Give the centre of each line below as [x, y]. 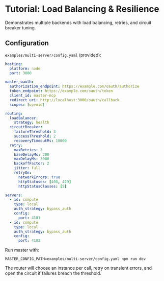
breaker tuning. [20, 27]
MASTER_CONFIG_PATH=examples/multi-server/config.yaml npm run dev [76, 259]
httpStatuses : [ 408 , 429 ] [44, 182]
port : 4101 [29, 218]
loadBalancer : [24, 118]
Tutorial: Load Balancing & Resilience [82, 9]
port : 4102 [29, 241]
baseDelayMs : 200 [32, 154]
